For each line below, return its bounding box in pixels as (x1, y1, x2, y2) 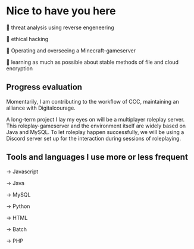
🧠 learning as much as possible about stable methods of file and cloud (6, 58, 179, 66)
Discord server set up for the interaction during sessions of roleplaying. (6, 135, 182, 142)
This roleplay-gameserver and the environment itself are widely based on (6, 122, 186, 129)
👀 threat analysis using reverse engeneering (6, 24, 114, 31)
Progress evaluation (6, 82, 82, 92)
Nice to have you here (6, 4, 116, 18)
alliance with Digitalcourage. (6, 104, 76, 111)
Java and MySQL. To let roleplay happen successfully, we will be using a (6, 128, 184, 135)
